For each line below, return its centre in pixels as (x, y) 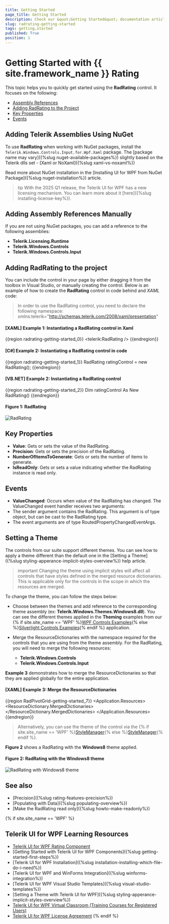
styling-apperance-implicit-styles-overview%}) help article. (85, 561)
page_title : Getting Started (36, 15)
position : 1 (18, 38)
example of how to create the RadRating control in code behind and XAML (82, 291)
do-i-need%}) (27, 868)
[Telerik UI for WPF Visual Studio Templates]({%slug (67, 884)
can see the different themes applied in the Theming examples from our (87, 617)
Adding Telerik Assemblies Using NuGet (69, 135)
